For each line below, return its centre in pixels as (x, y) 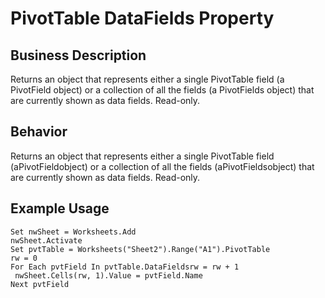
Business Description (78, 55)
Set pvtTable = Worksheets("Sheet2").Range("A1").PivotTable (140, 249)
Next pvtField (40, 284)
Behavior (39, 132)
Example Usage (60, 208)
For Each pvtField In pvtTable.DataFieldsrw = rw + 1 (125, 267)
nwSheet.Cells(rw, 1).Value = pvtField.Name (108, 275)
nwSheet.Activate (46, 240)
